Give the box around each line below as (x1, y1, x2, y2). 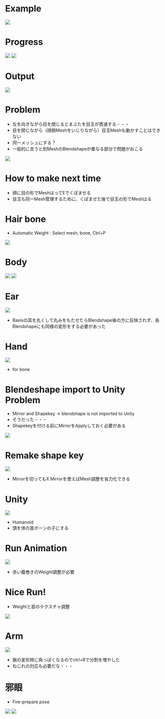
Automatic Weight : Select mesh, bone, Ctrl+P (12, 230, 106, 236)
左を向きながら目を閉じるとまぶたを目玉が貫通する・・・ (12, 121, 129, 127)
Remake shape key (5, 450, 84, 461)
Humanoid (12, 519, 34, 525)
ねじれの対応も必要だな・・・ (12, 663, 73, 669)
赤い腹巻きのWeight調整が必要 (12, 569, 75, 575)
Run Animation (5, 543, 68, 554)
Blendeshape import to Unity (5, 384, 125, 395)
